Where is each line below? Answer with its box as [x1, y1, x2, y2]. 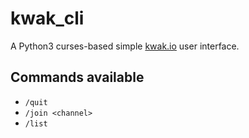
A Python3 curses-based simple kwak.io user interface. [10, 40, 240, 52]
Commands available [10, 69, 145, 86]
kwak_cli [10, 7, 85, 30]
